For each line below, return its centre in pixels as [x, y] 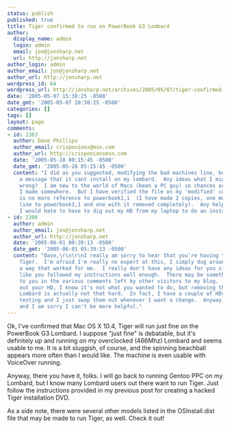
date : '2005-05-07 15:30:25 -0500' [58, 97]
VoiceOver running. [34, 362]
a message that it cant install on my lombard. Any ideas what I [116, 179]
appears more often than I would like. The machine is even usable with [106, 355]
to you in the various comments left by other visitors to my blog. [119, 281]
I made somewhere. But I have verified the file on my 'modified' [117, 192]
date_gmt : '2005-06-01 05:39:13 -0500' [70, 249]
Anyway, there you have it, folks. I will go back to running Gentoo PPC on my [115, 376]
